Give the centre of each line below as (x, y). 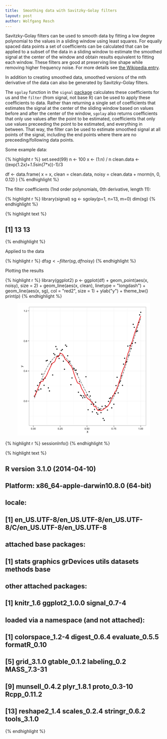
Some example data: (26, 150)
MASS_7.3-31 (26, 669)
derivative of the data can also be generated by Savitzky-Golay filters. (77, 83)
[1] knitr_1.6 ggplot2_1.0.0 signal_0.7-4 (66, 603)
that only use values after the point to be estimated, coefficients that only (80, 119)
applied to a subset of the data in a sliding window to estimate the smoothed (83, 52)
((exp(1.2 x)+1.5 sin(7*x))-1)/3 (34, 165)
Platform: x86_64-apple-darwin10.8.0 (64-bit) (78, 486)
